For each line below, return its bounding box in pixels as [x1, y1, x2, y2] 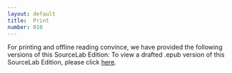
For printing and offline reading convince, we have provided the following [7, 43, 223, 52]
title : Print [7, 17, 50, 24]
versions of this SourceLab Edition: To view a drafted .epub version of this [7, 50, 225, 59]
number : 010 [7, 23, 43, 30]
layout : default [7, 10, 56, 18]
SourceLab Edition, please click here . [7, 58, 116, 67]
